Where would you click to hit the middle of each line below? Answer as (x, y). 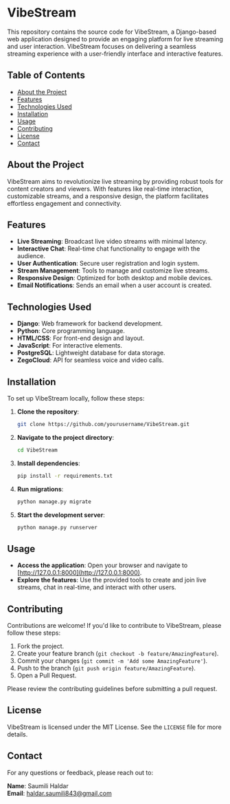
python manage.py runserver (57, 527)
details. (18, 734)
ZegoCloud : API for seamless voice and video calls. (90, 360)
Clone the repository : (48, 412)
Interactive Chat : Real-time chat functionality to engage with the (108, 248)
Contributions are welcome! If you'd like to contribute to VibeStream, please (114, 625)
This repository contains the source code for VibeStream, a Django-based (112, 32)
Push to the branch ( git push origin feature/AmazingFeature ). (106, 668)
